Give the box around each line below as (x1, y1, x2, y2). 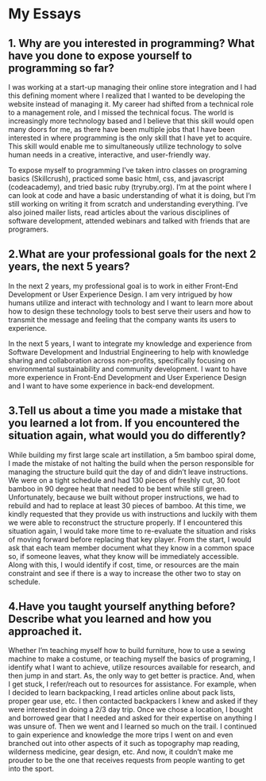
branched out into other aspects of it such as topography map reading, (8, 739, 241, 748)
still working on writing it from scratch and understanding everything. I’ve (8, 200, 249, 208)
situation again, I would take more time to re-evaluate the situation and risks (8, 526, 256, 535)
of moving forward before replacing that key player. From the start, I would (8, 534, 252, 544)
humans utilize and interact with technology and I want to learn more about (8, 297, 253, 307)
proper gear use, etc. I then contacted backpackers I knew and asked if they (8, 697, 258, 706)
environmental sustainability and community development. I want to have (8, 363, 248, 374)
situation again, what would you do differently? (8, 429, 246, 442)
